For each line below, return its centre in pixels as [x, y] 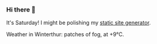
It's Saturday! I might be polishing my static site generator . [78, 23]
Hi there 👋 [21, 10]
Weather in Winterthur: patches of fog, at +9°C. [65, 34]
